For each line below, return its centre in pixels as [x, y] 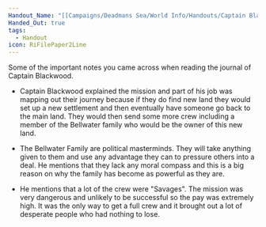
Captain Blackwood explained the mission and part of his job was [126, 91]
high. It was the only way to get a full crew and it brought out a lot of [131, 206]
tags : [17, 30]
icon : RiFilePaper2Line [47, 45]
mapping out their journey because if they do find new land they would [135, 100]
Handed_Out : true [37, 23]
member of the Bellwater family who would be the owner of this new [131, 125]
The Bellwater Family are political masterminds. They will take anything [135, 149]
